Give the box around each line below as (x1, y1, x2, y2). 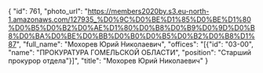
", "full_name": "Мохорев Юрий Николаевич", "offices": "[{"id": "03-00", (16, 40, 254, 49)
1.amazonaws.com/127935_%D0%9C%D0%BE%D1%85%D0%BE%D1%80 (8, 15, 251, 24)
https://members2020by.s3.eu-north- (87, 7, 210, 16)
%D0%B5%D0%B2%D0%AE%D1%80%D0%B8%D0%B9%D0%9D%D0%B (8, 23, 255, 32)
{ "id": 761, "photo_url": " (8, 7, 89, 16)
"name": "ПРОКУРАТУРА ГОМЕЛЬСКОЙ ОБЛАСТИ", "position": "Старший (8, 48, 251, 57)
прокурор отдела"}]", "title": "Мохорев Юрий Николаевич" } (8, 56, 209, 65)
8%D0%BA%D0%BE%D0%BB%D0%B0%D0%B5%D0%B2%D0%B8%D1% (8, 31, 255, 40)
